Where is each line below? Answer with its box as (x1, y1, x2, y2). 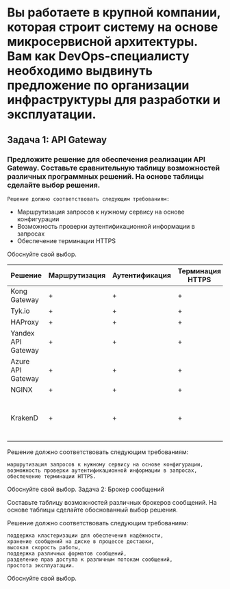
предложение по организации (7, 77, 190, 93)
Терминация (177, 266, 221, 275)
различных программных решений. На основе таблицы (7, 171, 204, 181)
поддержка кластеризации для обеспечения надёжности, (7, 532, 164, 539)
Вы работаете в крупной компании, (7, 5, 221, 21)
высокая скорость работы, (7, 544, 81, 551)
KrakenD (10, 413, 39, 423)
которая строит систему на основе (7, 19, 218, 35)
